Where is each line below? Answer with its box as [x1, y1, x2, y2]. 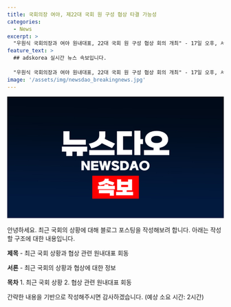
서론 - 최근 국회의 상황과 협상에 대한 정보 [7, 264, 116, 271]
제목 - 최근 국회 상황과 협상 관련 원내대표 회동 [7, 249, 129, 257]
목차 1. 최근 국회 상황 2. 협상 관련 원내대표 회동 [7, 278, 132, 286]
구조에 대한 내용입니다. [14, 234, 76, 242]
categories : [7, 18, 41, 25]
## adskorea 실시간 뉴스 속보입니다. [13, 55, 107, 62]
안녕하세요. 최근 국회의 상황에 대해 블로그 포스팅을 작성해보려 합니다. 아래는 [7, 226, 209, 234]
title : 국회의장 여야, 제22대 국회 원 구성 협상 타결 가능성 [7, 11, 157, 18]
